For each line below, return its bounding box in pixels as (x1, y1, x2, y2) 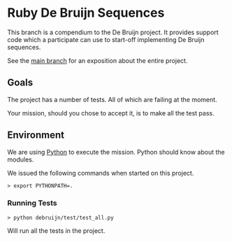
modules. (7, 155, 34, 164)
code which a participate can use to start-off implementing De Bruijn (7, 35, 205, 43)
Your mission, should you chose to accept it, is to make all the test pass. (7, 108, 215, 117)
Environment (7, 129, 65, 141)
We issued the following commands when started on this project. (7, 169, 194, 177)
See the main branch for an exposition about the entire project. (7, 56, 188, 64)
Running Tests (7, 198, 57, 208)
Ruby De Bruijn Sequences (7, 5, 165, 21)
